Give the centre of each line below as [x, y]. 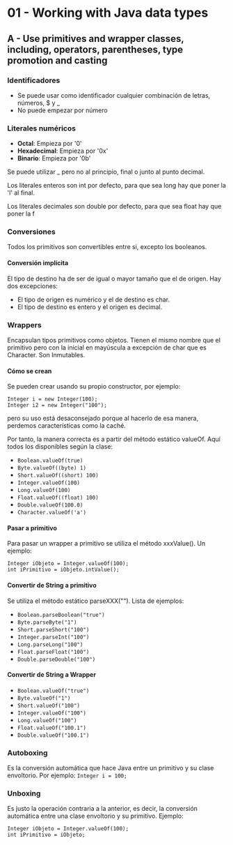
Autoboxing [27, 753]
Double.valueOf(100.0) [50, 505]
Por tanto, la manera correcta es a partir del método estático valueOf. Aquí [114, 439]
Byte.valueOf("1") [44, 698]
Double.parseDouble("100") [56, 659]
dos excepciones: [32, 286]
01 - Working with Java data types [108, 13]
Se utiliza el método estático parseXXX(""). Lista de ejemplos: [96, 601]
